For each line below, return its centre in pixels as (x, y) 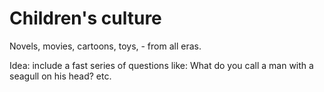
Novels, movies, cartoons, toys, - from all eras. (105, 46)
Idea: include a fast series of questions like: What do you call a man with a (161, 65)
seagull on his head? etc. (60, 76)
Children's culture (85, 18)
